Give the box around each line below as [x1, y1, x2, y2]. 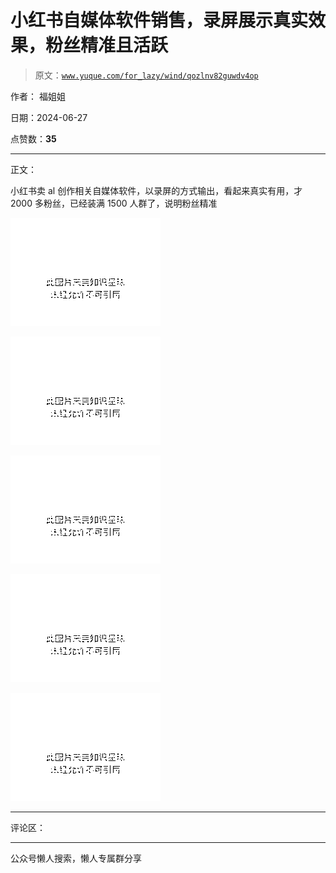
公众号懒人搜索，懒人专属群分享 [10, 852, 142, 864]
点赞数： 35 [10, 132, 57, 145]
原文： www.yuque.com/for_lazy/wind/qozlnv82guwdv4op [34, 69, 259, 81]
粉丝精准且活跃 [45, 34, 169, 57]
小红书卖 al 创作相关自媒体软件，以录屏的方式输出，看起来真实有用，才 [10, 184, 303, 196]
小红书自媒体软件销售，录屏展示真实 [10, 9, 309, 32]
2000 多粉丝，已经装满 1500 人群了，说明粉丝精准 [10, 197, 218, 209]
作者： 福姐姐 [10, 90, 66, 102]
